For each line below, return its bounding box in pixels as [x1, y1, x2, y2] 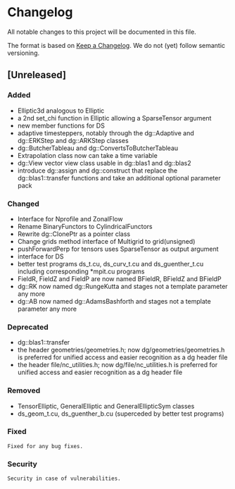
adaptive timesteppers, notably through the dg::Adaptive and [17, 128, 195, 137]
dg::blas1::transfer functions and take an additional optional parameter [17, 173, 221, 182]
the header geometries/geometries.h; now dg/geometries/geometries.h [17, 346, 225, 354]
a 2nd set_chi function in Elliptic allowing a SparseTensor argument [17, 113, 212, 122]
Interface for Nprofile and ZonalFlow [17, 214, 123, 223]
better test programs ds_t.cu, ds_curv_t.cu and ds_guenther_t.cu [17, 259, 204, 268]
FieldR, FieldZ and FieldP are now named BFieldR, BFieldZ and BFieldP [17, 274, 222, 283]
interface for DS [17, 252, 64, 261]
